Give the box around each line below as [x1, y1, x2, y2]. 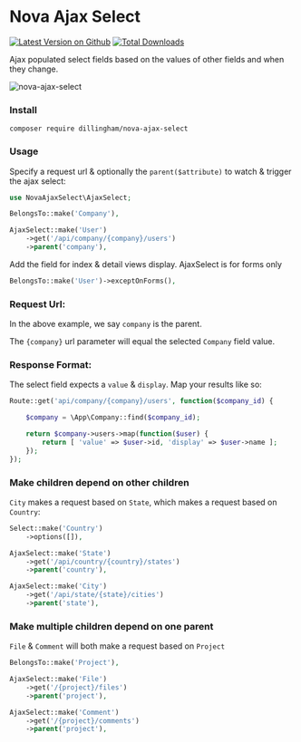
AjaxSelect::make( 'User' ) [9, 226, 107, 235]
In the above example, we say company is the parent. [9, 319, 202, 330]
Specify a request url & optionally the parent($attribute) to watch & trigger [9, 166, 292, 177]
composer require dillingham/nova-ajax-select [9, 124, 189, 133]
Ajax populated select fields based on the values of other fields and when [9, 53, 285, 64]
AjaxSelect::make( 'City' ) [9, 582, 107, 591]
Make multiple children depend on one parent [9, 620, 214, 632]
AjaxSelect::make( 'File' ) [9, 675, 107, 684]
